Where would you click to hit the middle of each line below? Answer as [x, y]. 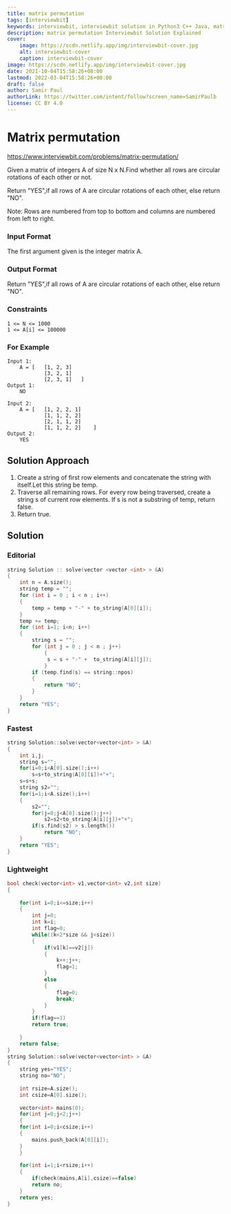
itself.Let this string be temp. [57, 485]
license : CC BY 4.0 [35, 103]
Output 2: [21, 434]
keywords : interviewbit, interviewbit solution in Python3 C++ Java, [109, 26]
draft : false [26, 84]
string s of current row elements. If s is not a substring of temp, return [116, 499]
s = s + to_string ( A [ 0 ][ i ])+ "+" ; [74, 775]
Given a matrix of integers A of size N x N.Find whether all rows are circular [114, 170]
